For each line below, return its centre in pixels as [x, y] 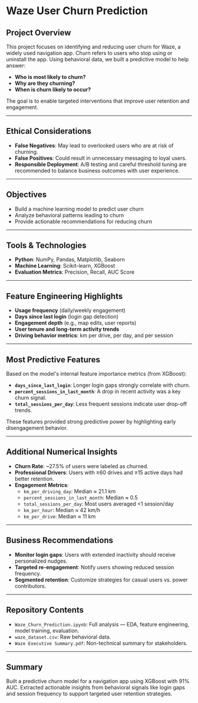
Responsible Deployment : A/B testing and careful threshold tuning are [100, 164]
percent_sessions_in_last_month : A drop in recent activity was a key [98, 392]
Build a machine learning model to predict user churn [79, 209]
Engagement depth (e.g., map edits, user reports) [75, 323]
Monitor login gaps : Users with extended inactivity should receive [95, 554]
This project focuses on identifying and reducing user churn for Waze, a [93, 47]
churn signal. [30, 398]
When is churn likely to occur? [53, 89]
